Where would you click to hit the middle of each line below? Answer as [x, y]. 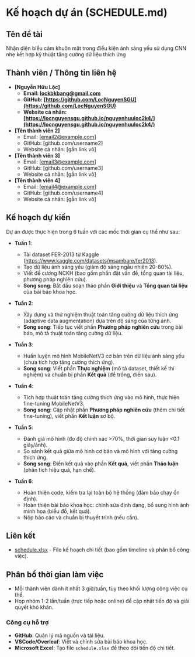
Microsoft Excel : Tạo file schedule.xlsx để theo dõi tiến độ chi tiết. [95, 648]
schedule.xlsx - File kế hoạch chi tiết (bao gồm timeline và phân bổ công [102, 550]
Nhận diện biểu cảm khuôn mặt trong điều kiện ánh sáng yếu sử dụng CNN [96, 48]
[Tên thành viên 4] [37, 180]
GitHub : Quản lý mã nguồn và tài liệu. [60, 635]
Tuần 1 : [23, 243]
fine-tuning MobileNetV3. [54, 403]
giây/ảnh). [35, 445]
